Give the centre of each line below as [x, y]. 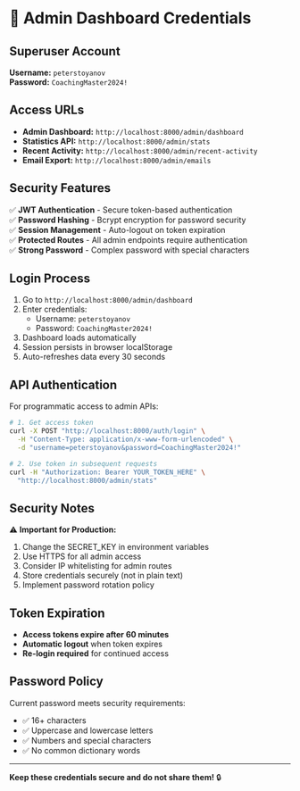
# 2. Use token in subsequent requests [83, 463]
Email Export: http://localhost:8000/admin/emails [117, 160]
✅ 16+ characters [54, 720]
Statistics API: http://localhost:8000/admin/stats [116, 141]
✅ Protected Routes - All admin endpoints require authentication [129, 239]
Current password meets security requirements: [97, 703]
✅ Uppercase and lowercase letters [87, 730]
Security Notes [52, 508]
